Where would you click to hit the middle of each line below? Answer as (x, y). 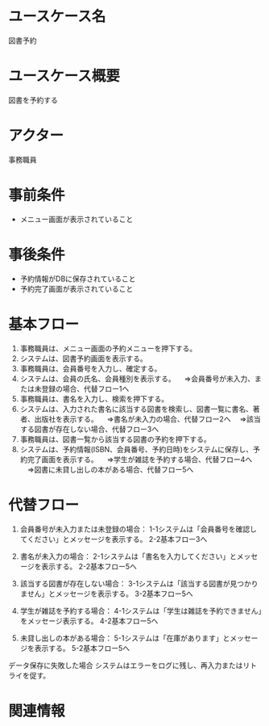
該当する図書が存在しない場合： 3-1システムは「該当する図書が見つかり (139, 583)
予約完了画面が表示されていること (77, 288)
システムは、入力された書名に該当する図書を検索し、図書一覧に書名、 (137, 409)
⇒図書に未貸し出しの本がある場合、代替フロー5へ (110, 469)
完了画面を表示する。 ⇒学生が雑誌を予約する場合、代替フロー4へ (140, 459)
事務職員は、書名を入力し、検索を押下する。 (92, 399)
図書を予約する (33, 100)
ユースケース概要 (64, 76)
